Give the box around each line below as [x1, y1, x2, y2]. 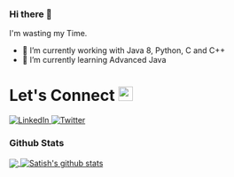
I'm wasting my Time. [9, 28, 88, 39]
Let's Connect [9, 86, 115, 105]
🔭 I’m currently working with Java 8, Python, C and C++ [21, 45, 226, 56]
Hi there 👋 [9, 8, 53, 20]
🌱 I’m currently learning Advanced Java [21, 55, 167, 65]
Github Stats [9, 137, 65, 150]
